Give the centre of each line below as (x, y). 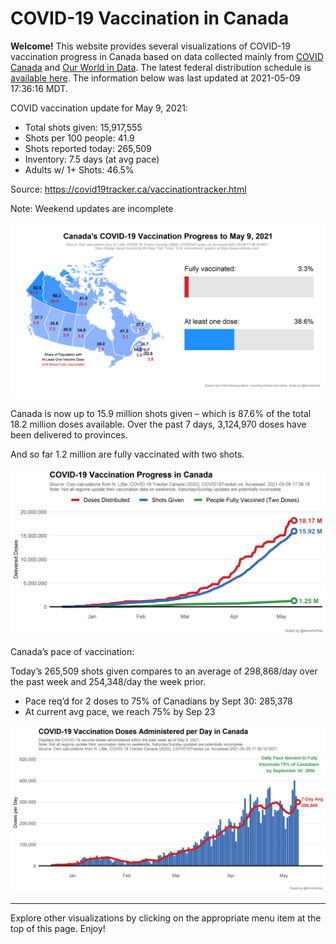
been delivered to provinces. (69, 434)
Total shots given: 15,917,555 (83, 127)
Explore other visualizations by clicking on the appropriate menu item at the (166, 918)
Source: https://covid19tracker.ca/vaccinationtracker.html (128, 189)
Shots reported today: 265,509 (88, 148)
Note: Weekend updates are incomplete (92, 208)
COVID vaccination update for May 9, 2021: (99, 108)
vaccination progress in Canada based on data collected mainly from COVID (167, 56)
